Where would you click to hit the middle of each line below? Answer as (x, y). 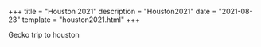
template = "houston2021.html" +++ (81, 20)
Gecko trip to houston (44, 35)
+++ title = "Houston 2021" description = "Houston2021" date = (113, 11)
